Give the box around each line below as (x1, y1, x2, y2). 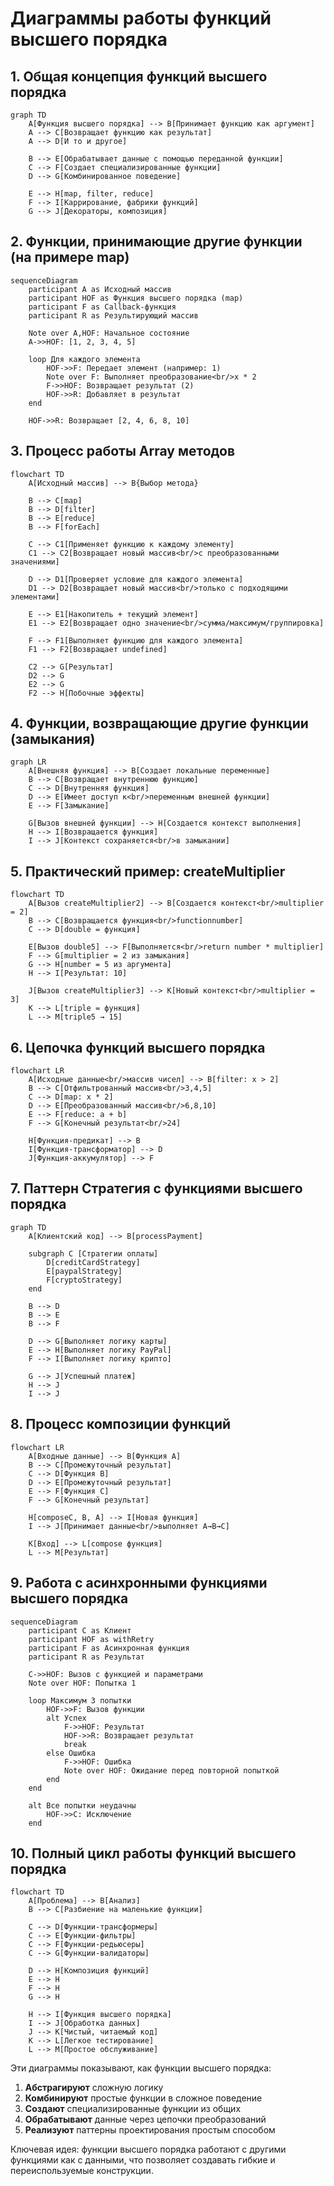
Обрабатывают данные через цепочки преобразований (24, 2113, 267, 2126)
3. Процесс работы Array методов (10, 443, 236, 460)
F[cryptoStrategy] (46, 1275, 123, 1285)
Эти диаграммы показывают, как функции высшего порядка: (10, 2062, 272, 2074)
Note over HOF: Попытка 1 (28, 1678, 137, 1688)
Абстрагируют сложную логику (24, 2082, 164, 2094)
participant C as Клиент (28, 1625, 132, 1636)
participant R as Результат (28, 1652, 145, 1662)
